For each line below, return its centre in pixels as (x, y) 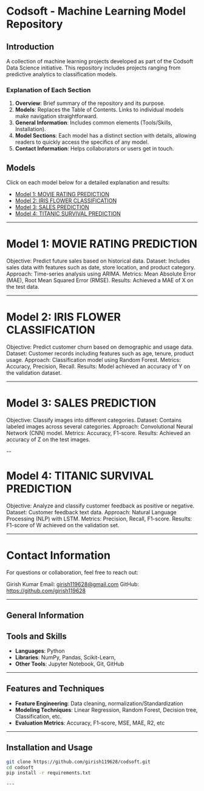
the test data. (23, 287)
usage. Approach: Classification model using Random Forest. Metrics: (93, 360)
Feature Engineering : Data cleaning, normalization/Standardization (99, 703)
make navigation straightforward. (56, 116)
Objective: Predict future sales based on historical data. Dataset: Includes (98, 261)
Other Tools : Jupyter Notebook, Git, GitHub (70, 664)
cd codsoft (20, 767)
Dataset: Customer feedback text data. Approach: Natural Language (92, 512)
